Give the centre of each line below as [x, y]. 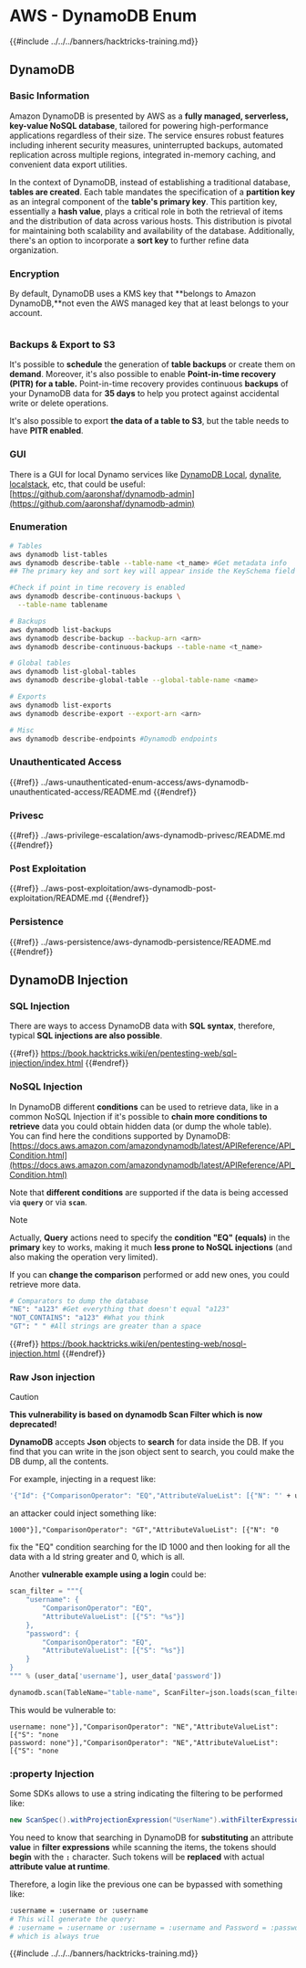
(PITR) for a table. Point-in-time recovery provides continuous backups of [149, 384]
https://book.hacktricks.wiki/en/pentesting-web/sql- [139, 1053]
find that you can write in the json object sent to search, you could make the [152, 1452]
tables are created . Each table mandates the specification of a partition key [153, 192]
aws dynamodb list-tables [58, 554]
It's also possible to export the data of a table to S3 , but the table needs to [149, 421]
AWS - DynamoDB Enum [103, 16]
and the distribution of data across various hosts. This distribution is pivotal [151, 221]
